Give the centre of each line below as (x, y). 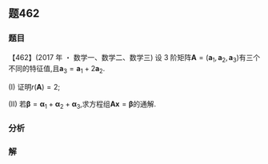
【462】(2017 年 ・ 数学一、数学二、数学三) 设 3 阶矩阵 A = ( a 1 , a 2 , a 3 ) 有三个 (134, 58)
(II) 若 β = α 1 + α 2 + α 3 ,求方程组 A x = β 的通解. (82, 105)
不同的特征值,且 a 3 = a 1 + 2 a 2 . (57, 70)
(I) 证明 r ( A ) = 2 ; (34, 87)
